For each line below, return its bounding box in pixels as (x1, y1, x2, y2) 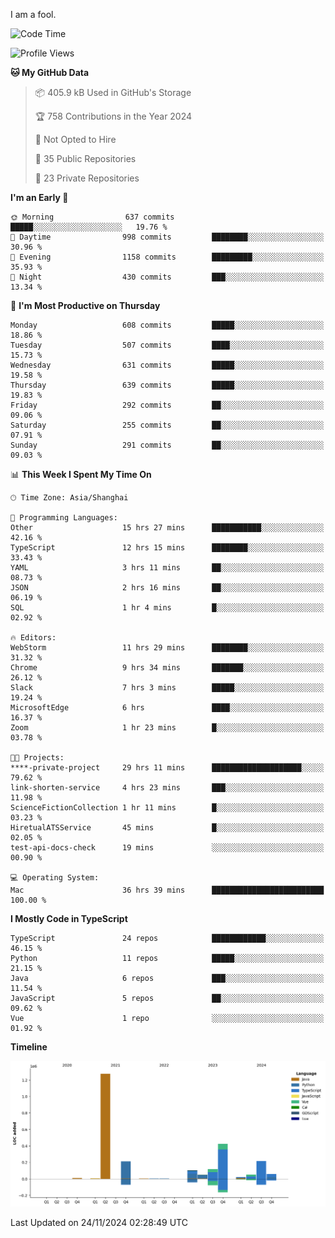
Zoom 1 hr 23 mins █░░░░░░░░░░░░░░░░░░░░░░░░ (10, 723, 325, 733)
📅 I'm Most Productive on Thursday (10, 300, 161, 311)
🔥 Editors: (10, 633, 57, 643)
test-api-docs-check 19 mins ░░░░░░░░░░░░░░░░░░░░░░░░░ (10, 843, 325, 853)
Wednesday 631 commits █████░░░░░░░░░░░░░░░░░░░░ (10, 360, 325, 370)
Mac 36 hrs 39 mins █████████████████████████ (10, 885, 325, 895)
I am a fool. (10, 9, 57, 20)
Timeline (10, 1041, 48, 1053)
